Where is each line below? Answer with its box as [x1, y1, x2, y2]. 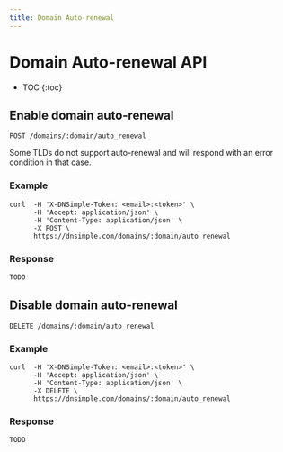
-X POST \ [32, 223, 70, 232]
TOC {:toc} [22, 82, 63, 93]
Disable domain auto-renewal [9, 298, 178, 313]
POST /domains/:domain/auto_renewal [9, 131, 146, 140]
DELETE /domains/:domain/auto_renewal [9, 321, 155, 330]
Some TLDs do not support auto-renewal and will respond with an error [9, 148, 274, 158]
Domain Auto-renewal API [9, 51, 208, 72]
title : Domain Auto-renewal [9, 13, 115, 23]
